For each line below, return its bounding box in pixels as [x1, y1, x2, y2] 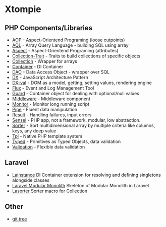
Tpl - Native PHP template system [12, 133, 83, 139]
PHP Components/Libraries [5, 24, 93, 32]
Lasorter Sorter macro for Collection [12, 188, 88, 194]
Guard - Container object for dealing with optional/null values [12, 91, 140, 96]
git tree [12, 215, 27, 222]
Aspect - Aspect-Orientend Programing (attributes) [12, 48, 119, 53]
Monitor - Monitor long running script [12, 101, 89, 107]
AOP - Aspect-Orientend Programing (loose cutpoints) [12, 37, 125, 43]
